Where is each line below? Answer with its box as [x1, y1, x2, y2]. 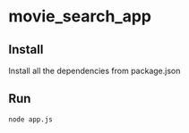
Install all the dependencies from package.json [8, 65, 181, 76]
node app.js [8, 114, 53, 124]
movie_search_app [8, 6, 152, 27]
